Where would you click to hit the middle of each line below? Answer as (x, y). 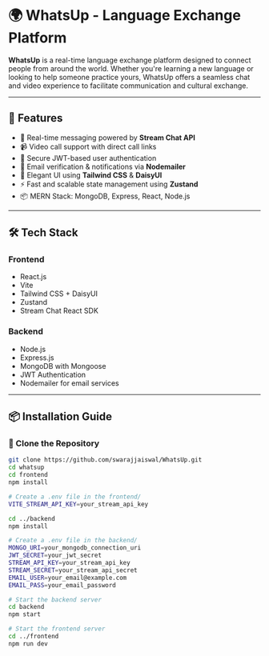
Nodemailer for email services (69, 383)
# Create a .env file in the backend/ (73, 541)
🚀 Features (36, 118)
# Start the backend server (55, 600)
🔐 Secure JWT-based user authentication (88, 158)
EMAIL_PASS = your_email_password (62, 585)
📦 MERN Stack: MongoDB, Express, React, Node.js (105, 196)
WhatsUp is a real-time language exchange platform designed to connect (130, 60)
